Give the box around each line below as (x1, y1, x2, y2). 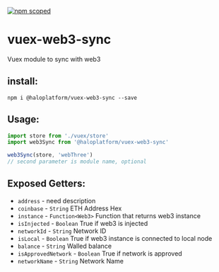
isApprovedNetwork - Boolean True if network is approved (17, 249, 182, 258)
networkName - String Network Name (17, 256, 124, 265)
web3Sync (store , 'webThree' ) (7, 152, 93, 159)
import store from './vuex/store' (7, 132, 109, 140)
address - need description (17, 196, 96, 205)
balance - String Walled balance (17, 242, 112, 250)
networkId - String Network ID (17, 227, 107, 235)
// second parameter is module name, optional (7, 158, 147, 166)
